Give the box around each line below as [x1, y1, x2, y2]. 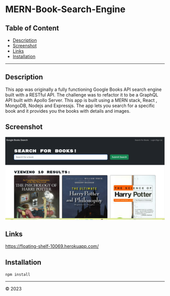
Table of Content [5, 24, 59, 32]
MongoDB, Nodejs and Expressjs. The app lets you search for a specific [5, 103, 155, 109]
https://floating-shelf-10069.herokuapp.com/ [5, 243, 99, 249]
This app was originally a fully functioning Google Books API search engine [5, 86, 162, 92]
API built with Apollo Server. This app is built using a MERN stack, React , [5, 97, 158, 103]
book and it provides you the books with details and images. [5, 108, 131, 114]
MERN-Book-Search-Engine [5, 4, 125, 15]
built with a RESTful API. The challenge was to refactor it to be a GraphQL [5, 91, 158, 97]
